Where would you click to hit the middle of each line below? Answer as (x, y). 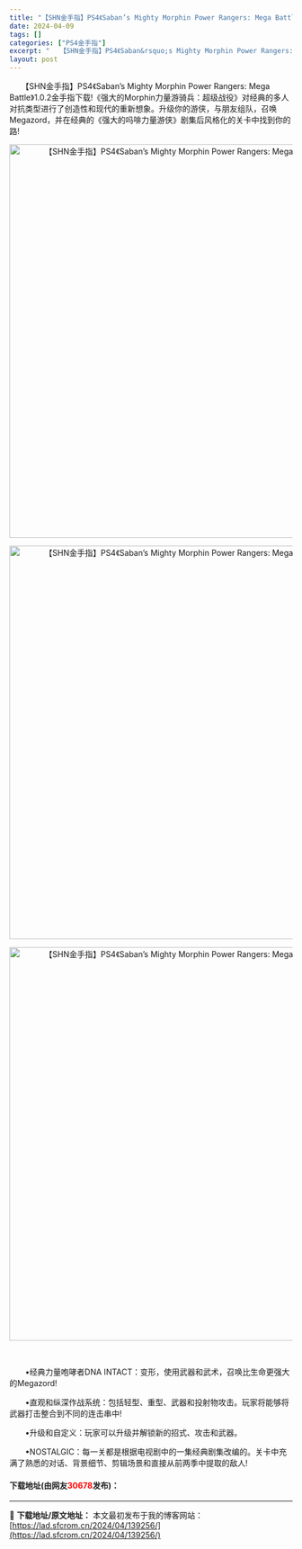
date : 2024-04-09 (42, 26)
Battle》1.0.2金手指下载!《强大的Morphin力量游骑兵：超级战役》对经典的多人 (149, 97)
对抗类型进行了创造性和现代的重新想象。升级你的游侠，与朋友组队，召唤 (143, 108)
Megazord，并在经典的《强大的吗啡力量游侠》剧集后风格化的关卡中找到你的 (150, 120)
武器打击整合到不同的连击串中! (66, 1414)
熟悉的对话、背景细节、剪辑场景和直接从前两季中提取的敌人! (137, 1463)
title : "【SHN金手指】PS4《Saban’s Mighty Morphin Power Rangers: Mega (140, 18)
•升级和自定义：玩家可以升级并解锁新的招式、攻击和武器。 (133, 1433)
